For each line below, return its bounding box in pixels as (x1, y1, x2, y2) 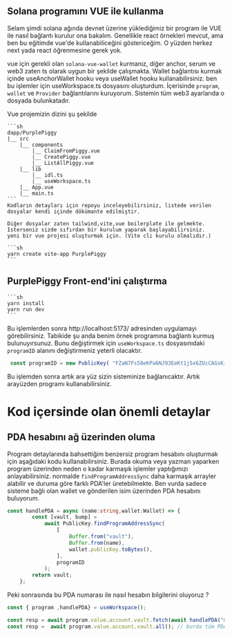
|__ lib (19, 166, 41, 173)
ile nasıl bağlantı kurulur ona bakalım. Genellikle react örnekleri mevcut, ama (7, 31, 224, 40)
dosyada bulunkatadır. (7, 96, 70, 105)
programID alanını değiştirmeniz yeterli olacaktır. (7, 346, 143, 354)
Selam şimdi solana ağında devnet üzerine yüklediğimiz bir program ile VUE (7, 24, 222, 32)
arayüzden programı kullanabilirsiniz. (7, 379, 112, 387)
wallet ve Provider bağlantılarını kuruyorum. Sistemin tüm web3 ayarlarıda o (7, 89, 224, 97)
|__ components (19, 141, 64, 148)
